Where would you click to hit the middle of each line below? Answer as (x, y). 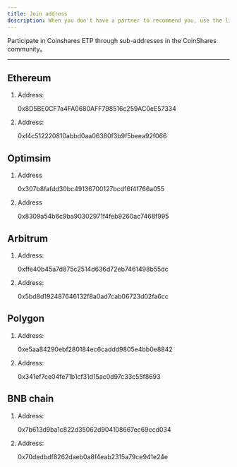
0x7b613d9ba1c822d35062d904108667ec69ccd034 (94, 429)
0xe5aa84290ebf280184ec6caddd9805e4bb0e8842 (95, 349)
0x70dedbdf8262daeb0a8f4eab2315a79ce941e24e (92, 456)
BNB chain (31, 399)
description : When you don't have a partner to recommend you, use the (115, 20)
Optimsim (29, 158)
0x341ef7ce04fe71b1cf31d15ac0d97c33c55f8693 (89, 376)
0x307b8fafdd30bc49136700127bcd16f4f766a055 (91, 189)
